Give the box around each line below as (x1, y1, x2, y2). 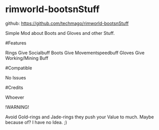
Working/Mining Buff (5, 55, 49, 61)
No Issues (5, 74, 26, 80)
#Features (5, 39, 27, 46)
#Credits (5, 84, 24, 91)
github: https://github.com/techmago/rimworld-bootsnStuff (5, 20, 129, 26)
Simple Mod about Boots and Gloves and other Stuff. (5, 30, 115, 36)
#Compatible (5, 65, 32, 71)
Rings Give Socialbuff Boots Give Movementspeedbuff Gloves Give (5, 50, 145, 56)
